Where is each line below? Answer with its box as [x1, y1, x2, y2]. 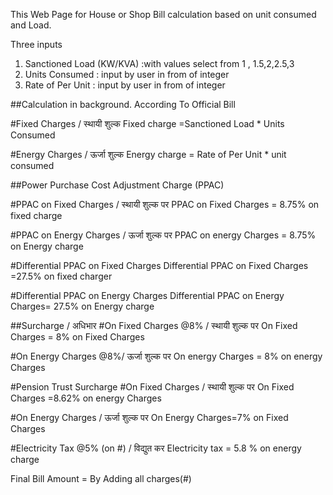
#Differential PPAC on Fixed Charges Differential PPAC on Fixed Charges [10, 260, 309, 271]
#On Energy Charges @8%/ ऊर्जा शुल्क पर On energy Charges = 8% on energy [10, 350, 323, 362]
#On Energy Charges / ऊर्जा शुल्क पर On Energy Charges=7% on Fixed [10, 412, 289, 423]
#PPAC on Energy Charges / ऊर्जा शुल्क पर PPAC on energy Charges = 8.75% [10, 229, 317, 241]
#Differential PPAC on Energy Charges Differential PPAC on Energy [10, 290, 285, 301]
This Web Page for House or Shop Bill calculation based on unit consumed [10, 9, 317, 20]
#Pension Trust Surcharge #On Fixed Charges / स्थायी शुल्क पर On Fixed [10, 381, 295, 393]
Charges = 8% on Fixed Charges [10, 331, 145, 343]
